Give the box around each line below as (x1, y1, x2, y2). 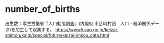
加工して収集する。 (15, 26, 54, 33)
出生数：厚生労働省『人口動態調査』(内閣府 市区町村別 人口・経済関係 (5, 20, 151, 26)
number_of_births (5, 3, 81, 15)
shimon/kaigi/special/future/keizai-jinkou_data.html (5, 32, 110, 38)
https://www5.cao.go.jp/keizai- (55, 26, 119, 33)
